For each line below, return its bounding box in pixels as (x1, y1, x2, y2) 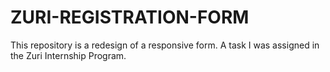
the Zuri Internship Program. (10, 49, 127, 61)
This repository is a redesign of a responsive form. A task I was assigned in (10, 39, 320, 51)
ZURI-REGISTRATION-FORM (10, 6, 250, 29)
